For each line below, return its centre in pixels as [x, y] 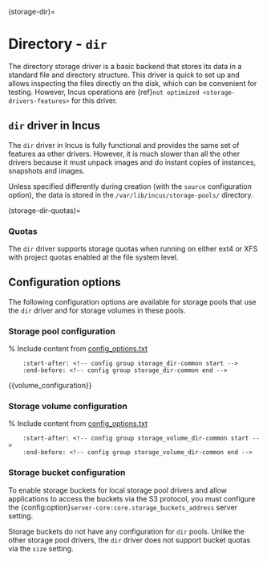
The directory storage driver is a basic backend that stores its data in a [125, 66]
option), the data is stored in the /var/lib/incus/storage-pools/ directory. [131, 195]
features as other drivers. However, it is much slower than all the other [124, 154]
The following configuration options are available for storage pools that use [132, 301]
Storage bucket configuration [67, 473]
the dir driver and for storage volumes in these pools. [97, 310]
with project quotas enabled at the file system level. [93, 257]
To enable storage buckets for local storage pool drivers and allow [117, 490]
